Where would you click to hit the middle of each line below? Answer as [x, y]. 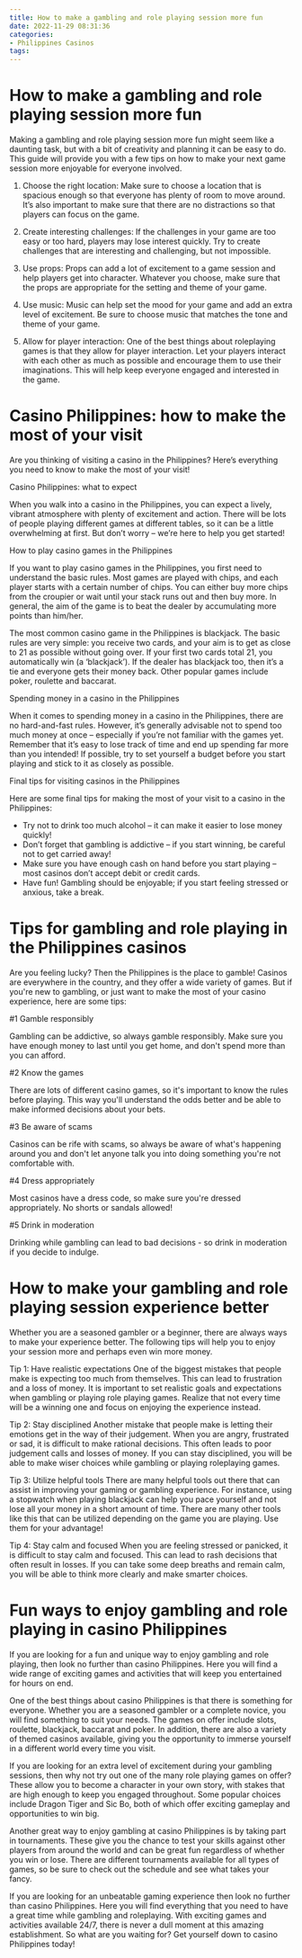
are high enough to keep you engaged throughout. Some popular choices [145, 1794]
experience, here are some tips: [68, 1001]
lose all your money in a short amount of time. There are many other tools [145, 1508]
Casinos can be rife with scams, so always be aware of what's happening [145, 1144]
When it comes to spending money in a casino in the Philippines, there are [147, 715]
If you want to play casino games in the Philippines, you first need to [136, 568]
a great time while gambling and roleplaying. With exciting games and [138, 1915]
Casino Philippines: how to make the [148, 416]
